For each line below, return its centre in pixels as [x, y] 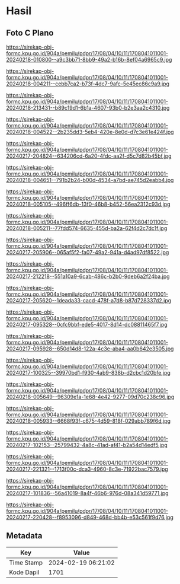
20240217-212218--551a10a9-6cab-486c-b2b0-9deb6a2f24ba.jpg [88, 276]
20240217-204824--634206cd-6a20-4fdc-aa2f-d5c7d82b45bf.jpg [89, 156]
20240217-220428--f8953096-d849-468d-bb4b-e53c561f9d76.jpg [90, 517]
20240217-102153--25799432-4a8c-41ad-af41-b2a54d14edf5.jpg [87, 445]
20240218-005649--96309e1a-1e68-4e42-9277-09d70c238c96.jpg [90, 397]
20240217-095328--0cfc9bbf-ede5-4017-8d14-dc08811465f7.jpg [87, 325]
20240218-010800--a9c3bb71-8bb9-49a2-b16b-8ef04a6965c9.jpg [89, 60]
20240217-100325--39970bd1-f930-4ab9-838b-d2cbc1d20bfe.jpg [88, 373]
